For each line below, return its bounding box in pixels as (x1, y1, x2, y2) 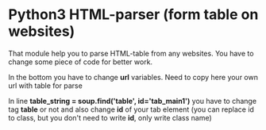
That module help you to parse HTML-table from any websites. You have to (8, 48, 254, 58)
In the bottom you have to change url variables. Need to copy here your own (8, 72, 258, 82)
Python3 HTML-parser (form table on (8, 6, 259, 24)
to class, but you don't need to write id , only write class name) (8, 113, 212, 122)
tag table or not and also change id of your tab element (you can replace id (8, 105, 254, 114)
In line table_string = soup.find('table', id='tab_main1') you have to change (8, 96, 256, 105)
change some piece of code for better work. (8, 57, 153, 67)
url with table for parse (8, 81, 83, 90)
